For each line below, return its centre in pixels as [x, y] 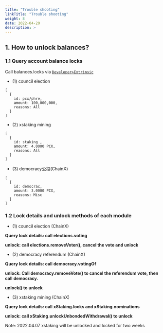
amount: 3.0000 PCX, [35, 191]
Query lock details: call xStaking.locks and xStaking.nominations [72, 307]
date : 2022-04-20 [23, 23]
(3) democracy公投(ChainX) [40, 169]
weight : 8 [15, 18]
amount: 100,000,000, [36, 103]
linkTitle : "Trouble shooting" [37, 14]
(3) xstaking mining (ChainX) [41, 298]
